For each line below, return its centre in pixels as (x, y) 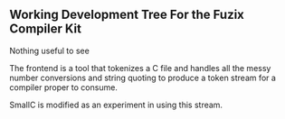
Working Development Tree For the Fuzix (127, 15)
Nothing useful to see (50, 50)
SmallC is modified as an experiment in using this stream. (116, 105)
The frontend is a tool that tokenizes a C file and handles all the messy (140, 68)
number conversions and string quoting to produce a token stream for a (142, 78)
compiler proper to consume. (63, 87)
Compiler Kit (45, 29)
